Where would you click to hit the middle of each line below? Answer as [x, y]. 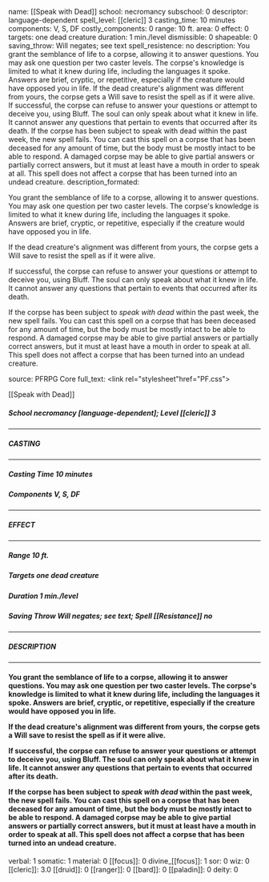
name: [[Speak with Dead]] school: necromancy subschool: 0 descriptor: [128, 12]
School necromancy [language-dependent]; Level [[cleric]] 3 [112, 413]
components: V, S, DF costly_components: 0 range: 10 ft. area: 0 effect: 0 [129, 28]
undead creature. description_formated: [74, 182]
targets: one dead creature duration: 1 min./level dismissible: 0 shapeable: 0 [133, 37]
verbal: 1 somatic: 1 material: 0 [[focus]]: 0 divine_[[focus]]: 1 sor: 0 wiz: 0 [129, 860]
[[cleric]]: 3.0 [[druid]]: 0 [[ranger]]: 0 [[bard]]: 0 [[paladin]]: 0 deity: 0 [123, 869]
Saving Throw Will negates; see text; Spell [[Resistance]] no [110, 616]
